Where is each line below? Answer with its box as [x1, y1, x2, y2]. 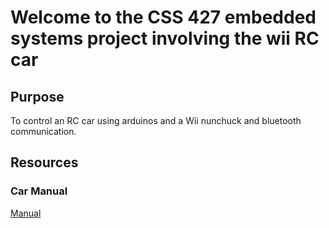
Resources [10, 154, 79, 171]
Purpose [10, 88, 65, 105]
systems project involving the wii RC [10, 27, 320, 50]
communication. [10, 126, 77, 137]
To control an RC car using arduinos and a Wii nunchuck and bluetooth [10, 115, 302, 126]
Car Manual [10, 184, 68, 198]
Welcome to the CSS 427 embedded [10, 6, 317, 29]
